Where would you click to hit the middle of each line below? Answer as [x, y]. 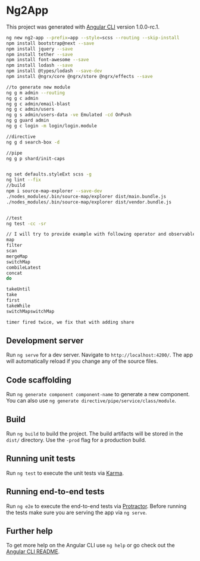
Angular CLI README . [33, 551]
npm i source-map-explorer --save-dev [54, 191]
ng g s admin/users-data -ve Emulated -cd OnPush [69, 115]
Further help [30, 531]
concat [14, 273]
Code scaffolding [39, 380]
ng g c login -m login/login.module [51, 126]
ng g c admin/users [30, 109]
